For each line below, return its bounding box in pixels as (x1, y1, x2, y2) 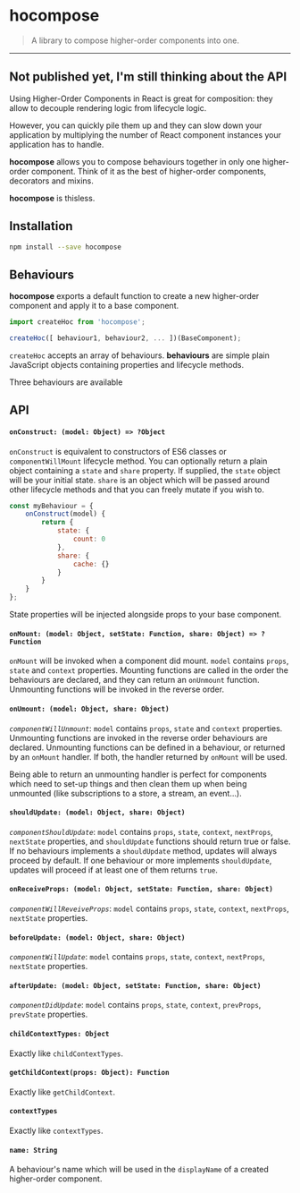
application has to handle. (9, 139, 104, 149)
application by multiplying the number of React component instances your (9, 129, 282, 140)
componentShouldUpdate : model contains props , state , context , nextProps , (9, 826, 274, 837)
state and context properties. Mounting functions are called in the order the (9, 665, 288, 676)
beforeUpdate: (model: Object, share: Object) (9, 933, 186, 942)
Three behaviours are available (9, 377, 123, 388)
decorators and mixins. (9, 175, 94, 186)
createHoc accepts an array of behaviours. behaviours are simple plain (9, 350, 270, 361)
